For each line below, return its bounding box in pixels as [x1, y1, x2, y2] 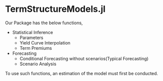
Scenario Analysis [19, 61, 57, 67]
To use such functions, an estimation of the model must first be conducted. [5, 70, 158, 76]
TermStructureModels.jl [5, 3, 106, 15]
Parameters [19, 35, 43, 40]
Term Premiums [19, 45, 52, 51]
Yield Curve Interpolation [19, 40, 71, 45]
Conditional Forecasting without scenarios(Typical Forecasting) [19, 55, 149, 61]
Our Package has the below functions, [5, 20, 83, 26]
